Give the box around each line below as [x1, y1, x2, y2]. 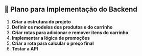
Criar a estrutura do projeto [11, 18, 72, 24]
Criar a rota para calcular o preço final [11, 40, 94, 46]
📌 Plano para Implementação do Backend [4, 5, 138, 14]
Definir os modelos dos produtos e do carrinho [11, 24, 113, 30]
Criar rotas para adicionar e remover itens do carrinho [11, 29, 129, 36]
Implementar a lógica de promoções [11, 35, 90, 41]
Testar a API [11, 45, 38, 51]
